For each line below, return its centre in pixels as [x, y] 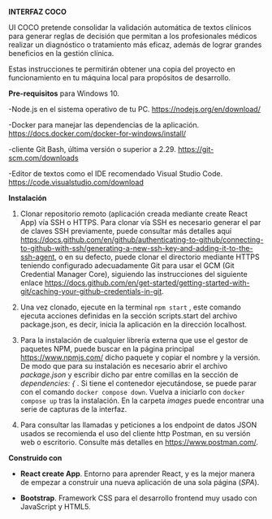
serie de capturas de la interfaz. [73, 409]
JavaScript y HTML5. [55, 506]
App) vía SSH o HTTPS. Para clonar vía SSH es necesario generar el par [140, 222]
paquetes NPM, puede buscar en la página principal [107, 349]
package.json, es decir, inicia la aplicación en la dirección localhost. [134, 324]
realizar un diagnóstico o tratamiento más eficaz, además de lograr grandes [135, 45]
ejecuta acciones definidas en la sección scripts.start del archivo [129, 316]
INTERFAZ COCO [37, 12]
